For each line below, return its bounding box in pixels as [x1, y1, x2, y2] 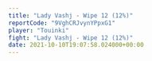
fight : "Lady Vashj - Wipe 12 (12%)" [8, 33, 134, 42]
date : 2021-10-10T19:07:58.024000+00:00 [8, 41, 145, 49]
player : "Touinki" [8, 26, 69, 34]
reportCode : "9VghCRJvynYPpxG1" [8, 19, 115, 27]
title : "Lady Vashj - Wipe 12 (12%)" [8, 11, 134, 20]
